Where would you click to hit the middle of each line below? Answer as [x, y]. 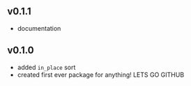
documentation [39, 28]
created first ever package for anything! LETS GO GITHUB [101, 74]
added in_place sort [46, 67]
